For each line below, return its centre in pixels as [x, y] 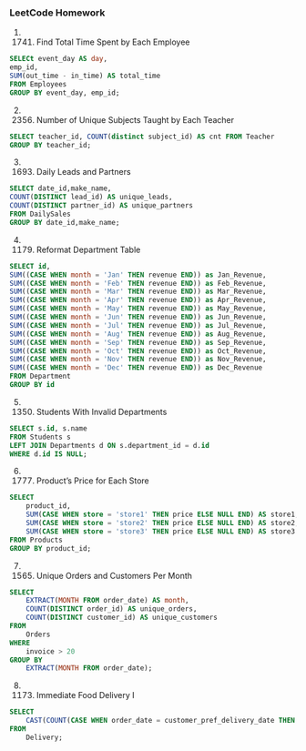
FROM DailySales [40, 214]
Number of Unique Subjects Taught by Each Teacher [135, 119]
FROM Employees [38, 84]
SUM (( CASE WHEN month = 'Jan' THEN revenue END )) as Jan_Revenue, [138, 275]
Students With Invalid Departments [102, 411]
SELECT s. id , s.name [49, 428]
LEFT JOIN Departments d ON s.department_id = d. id [109, 445]
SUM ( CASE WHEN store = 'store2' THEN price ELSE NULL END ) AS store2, [163, 523]
